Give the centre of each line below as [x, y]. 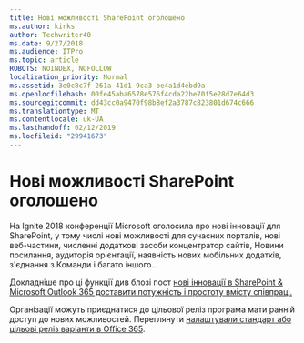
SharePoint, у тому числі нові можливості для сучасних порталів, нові [145, 235]
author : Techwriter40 [51, 35]
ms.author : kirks [42, 26]
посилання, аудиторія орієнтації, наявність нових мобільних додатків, [146, 255]
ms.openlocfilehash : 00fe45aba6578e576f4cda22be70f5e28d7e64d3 [132, 94]
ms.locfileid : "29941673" [58, 136]
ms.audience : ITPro [46, 52]
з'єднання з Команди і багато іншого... [84, 264]
